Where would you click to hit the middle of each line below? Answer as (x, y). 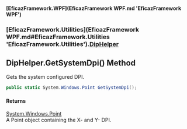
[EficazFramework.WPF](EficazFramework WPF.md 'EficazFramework (94, 8)
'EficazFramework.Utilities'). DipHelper (62, 44)
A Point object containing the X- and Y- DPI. (59, 120)
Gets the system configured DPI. (45, 77)
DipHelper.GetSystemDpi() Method (71, 63)
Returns (16, 101)
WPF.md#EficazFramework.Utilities (58, 37)
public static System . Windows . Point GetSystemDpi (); (72, 88)
